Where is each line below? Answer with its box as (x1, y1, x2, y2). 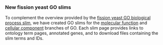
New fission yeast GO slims (5, 4, 72, 11)
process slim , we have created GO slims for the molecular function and (5, 20, 147, 26)
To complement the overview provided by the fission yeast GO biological (5, 15, 151, 21)
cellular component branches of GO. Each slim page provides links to (5, 25, 144, 31)
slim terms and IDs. (5, 35, 44, 41)
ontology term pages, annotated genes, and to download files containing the (5, 30, 159, 36)
